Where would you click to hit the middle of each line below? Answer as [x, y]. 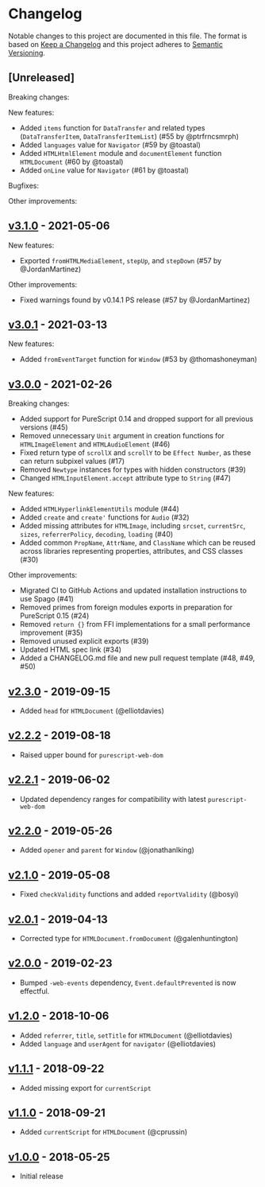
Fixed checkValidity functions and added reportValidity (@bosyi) [129, 894]
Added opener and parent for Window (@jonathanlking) [107, 850]
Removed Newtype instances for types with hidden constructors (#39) [132, 469]
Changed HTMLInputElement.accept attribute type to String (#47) [125, 478]
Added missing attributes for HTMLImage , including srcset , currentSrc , [132, 526]
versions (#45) [44, 427]
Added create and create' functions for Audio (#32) [104, 517]
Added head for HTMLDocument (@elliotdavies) [92, 710]
